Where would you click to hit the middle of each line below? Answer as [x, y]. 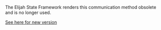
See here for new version [31, 22]
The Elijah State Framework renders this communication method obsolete [81, 7]
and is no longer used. [28, 12]
